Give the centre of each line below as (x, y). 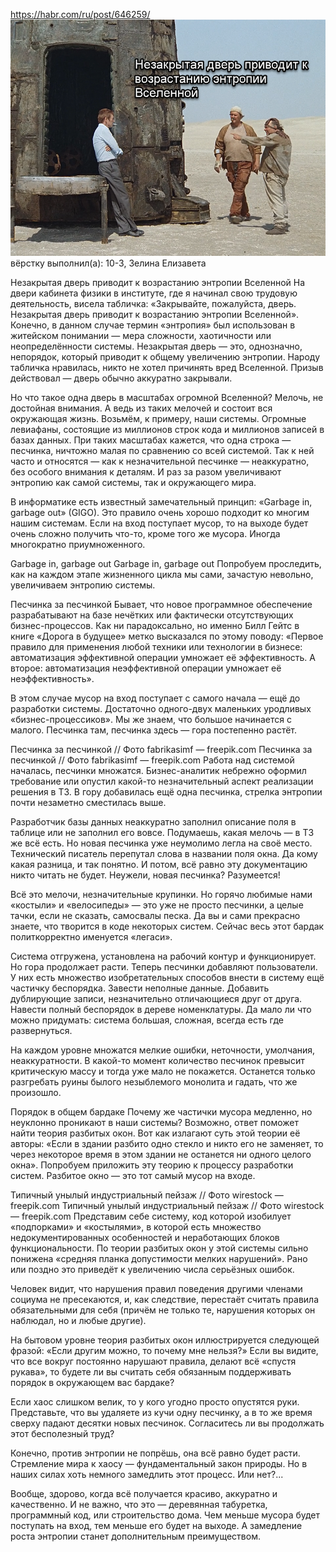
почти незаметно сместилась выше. (88, 802)
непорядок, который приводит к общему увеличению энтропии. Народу (165, 357)
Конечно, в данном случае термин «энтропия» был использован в (153, 325)
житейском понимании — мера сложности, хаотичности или (141, 335)
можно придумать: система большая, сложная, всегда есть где (147, 1020)
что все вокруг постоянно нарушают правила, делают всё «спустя (153, 1361)
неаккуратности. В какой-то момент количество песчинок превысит (157, 1060)
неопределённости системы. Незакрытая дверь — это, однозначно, (156, 346)
